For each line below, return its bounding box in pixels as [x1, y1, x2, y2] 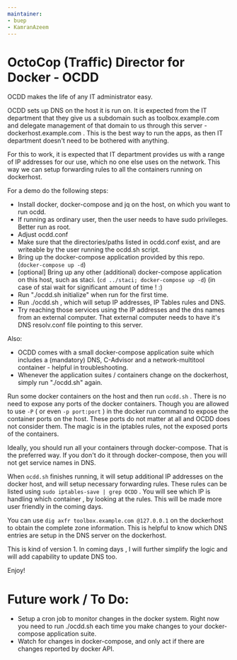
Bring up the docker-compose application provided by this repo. [17, 253, 205, 262]
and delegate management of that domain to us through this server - [7, 121, 207, 130]
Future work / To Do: [7, 591, 129, 607]
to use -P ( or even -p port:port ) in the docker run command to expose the [7, 407, 229, 415]
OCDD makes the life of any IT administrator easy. [7, 93, 154, 101]
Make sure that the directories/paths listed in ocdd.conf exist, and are [17, 238, 221, 247]
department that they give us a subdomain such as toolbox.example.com [7, 114, 219, 123]
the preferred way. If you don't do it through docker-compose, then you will [7, 451, 228, 459]
